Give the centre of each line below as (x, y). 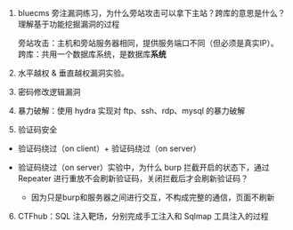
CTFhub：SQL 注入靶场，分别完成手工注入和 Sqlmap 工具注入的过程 (143, 216)
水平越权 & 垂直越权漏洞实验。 (73, 73)
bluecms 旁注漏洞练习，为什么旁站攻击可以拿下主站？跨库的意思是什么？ (151, 13)
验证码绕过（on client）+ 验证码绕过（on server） (110, 148)
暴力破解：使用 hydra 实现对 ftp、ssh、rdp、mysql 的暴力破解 (131, 111)
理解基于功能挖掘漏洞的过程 (69, 24)
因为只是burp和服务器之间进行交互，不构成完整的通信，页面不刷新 (153, 197)
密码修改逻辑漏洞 (49, 92)
